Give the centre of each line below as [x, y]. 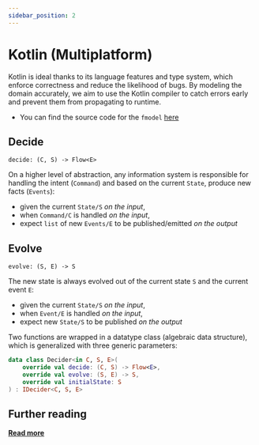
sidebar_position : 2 [42, 15]
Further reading [47, 414]
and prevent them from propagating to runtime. [85, 102]
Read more [26, 433]
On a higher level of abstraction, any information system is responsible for [128, 175]
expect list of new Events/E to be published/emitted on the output [129, 224]
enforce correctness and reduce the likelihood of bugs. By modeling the [125, 85]
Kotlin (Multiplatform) [80, 54]
